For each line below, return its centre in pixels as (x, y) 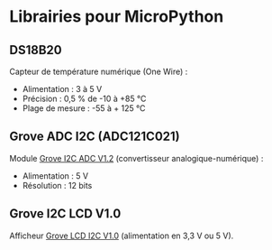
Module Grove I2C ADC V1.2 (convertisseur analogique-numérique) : (136, 158)
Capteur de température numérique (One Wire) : (99, 71)
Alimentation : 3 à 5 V (62, 89)
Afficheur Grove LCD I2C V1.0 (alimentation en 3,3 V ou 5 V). (122, 236)
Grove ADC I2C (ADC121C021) (95, 137)
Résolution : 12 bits (57, 185)
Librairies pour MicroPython (117, 17)
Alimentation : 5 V (55, 176)
